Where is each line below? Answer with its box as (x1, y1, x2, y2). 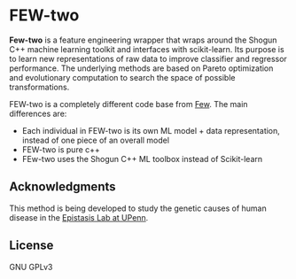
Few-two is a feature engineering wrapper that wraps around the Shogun (9, 35, 277, 45)
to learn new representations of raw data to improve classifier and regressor (9, 53, 288, 64)
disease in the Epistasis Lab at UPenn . (9, 212, 149, 222)
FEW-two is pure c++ (21, 143, 100, 155)
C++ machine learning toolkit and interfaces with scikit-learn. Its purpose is (9, 43, 285, 54)
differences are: (9, 108, 67, 119)
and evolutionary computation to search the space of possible (9, 72, 236, 82)
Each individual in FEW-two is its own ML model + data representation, (21, 125, 281, 136)
